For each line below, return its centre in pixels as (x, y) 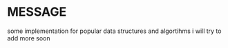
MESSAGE (37, 12)
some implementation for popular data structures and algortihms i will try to (114, 31)
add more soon (29, 38)
